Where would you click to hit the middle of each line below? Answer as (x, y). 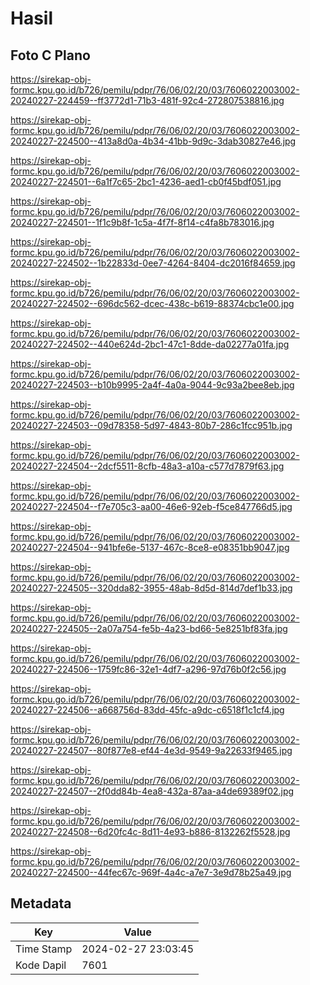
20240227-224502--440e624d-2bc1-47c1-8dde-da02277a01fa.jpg (150, 344)
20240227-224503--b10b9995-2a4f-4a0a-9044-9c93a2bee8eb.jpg (152, 385)
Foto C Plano (50, 55)
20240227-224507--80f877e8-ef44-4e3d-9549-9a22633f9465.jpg (151, 750)
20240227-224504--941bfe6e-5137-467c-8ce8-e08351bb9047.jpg (150, 547)
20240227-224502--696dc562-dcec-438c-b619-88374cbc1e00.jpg (152, 303)
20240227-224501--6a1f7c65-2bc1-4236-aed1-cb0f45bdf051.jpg (146, 181)
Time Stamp (44, 949)
